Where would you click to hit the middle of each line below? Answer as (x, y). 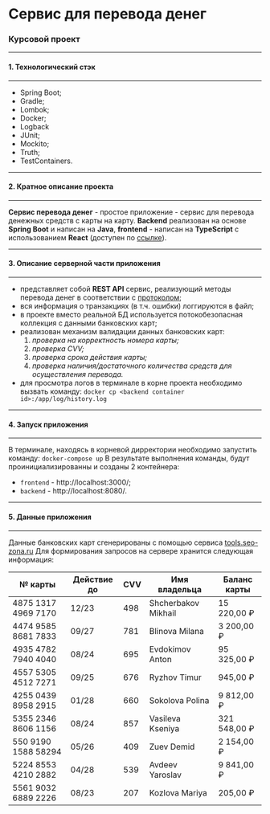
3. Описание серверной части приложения (84, 264)
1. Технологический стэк (52, 67)
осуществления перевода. (78, 374)
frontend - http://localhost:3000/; (75, 482)
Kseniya (164, 728)
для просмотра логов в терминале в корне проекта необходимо (131, 383)
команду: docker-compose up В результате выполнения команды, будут (129, 458)
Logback (35, 126)
